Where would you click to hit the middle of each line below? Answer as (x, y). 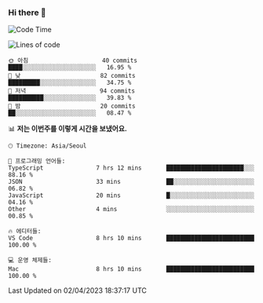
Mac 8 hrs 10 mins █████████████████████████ (131, 269)
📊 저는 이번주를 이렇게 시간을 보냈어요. (68, 129)
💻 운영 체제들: (30, 261)
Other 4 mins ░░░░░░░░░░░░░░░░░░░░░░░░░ (131, 210)
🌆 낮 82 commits (72, 76)
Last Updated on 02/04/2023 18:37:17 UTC (77, 290)
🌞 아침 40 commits (73, 61)
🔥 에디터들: (25, 232)
